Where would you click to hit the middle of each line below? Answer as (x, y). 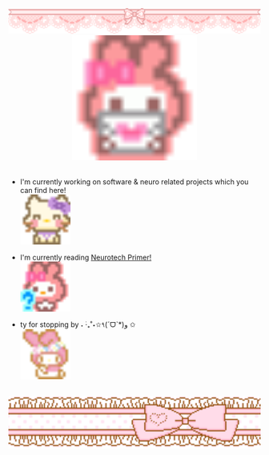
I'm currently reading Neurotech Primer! (86, 257)
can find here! (43, 190)
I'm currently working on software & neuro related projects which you (134, 181)
